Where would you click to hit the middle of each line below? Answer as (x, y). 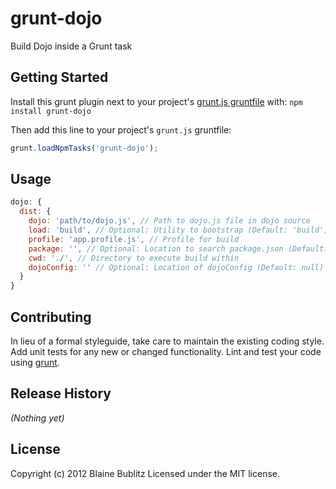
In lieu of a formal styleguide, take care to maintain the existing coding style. (167, 341)
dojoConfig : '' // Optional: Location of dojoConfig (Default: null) (176, 267)
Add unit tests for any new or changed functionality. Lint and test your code (166, 351)
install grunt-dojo (51, 111)
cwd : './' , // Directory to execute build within (134, 258)
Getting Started (59, 77)
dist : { (35, 212)
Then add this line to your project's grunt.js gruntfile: (121, 129)
